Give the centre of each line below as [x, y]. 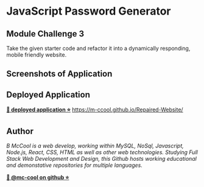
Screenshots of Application [59, 74]
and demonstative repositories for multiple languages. [75, 165]
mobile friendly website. [37, 55]
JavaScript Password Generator [89, 11]
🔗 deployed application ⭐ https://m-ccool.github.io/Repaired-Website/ [95, 110]
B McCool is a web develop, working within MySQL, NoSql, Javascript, [95, 146]
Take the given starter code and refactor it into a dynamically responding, [98, 48]
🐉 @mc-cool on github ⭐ [38, 177]
